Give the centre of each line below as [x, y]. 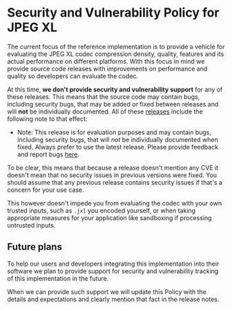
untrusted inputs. [31, 225]
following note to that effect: [47, 118]
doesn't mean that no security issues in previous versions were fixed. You [112, 175]
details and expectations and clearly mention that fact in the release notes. [113, 299]
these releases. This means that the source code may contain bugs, [104, 97]
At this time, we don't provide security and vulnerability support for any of [115, 89]
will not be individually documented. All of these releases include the [105, 111]
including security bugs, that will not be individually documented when [118, 139]
